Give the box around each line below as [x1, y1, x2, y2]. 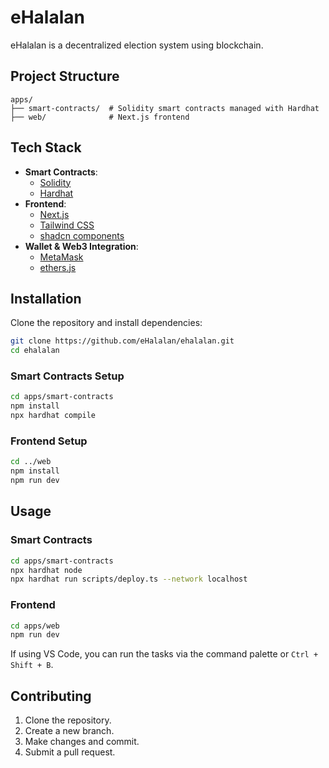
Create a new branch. [24, 725, 115, 737]
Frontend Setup [10, 434, 88, 448]
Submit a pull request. [24, 746, 116, 758]
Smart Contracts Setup [10, 369, 125, 383]
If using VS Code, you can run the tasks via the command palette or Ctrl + [10, 648, 319, 660]
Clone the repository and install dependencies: [10, 317, 203, 329]
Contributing [10, 687, 92, 705]
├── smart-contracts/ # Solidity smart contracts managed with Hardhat [10, 103, 320, 113]
